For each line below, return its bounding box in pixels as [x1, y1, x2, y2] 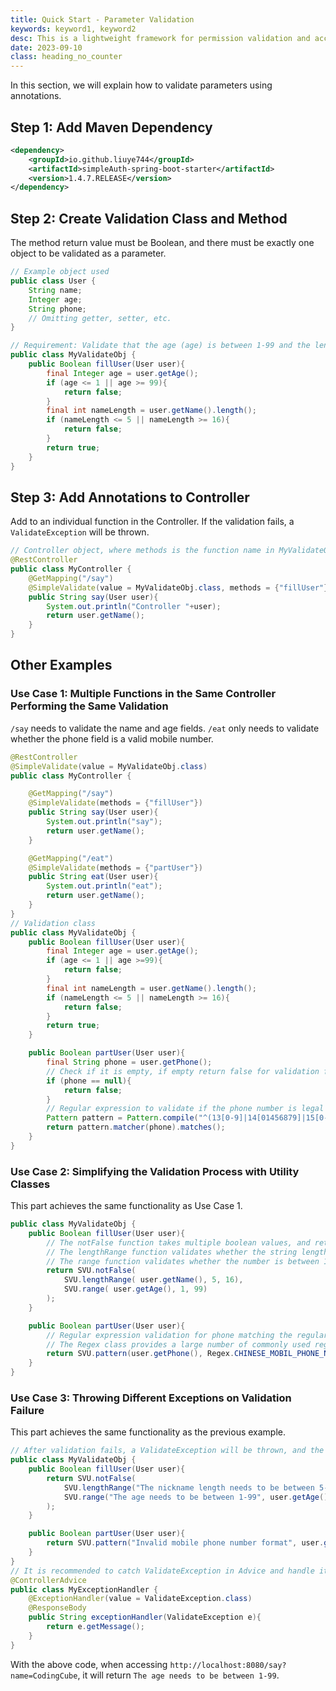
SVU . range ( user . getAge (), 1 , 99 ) [63, 1284, 208, 1295]
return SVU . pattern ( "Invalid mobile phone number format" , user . [46, 1538, 325, 1548]
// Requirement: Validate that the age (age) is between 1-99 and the [10, 341, 311, 351]
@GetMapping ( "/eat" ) [28, 853, 114, 863]
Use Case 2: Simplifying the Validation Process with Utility [10, 1164, 300, 1178]
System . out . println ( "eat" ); [46, 881, 163, 891]
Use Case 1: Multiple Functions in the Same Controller [10, 687, 277, 701]
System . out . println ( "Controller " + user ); [46, 601, 222, 611]
